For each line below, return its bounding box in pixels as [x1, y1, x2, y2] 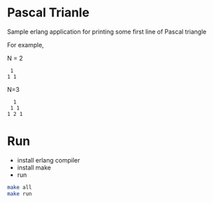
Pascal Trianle [7, 5, 90, 21]
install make [16, 163, 52, 171]
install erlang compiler [16, 156, 80, 164]
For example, [7, 40, 45, 49]
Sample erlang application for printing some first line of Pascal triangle [7, 27, 207, 36]
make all [7, 184, 32, 191]
